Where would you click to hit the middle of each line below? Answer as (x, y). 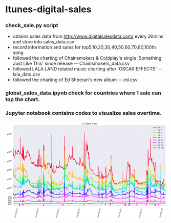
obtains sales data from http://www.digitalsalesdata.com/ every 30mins (88, 36)
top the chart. (23, 100)
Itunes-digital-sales (48, 9)
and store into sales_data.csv (44, 42)
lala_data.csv (26, 75)
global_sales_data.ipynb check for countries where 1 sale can (83, 93)
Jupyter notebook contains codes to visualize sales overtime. (84, 113)
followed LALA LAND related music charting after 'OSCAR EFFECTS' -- (87, 69)
